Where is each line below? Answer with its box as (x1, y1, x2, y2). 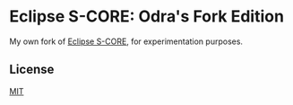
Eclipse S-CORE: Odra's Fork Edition (9, 6, 285, 27)
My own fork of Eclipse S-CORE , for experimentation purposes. (9, 36, 244, 47)
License (9, 62, 55, 77)
